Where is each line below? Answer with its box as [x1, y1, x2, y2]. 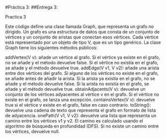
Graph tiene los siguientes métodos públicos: [5, 45, 98, 50]
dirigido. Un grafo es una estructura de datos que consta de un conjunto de [5, 29, 160, 34]
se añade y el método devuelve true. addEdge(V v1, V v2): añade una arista [5, 65, 160, 71]
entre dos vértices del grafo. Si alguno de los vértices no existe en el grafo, [5, 70, 159, 76]
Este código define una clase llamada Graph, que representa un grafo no [5, 23, 154, 29]
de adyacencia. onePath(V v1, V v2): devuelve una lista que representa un [5, 113, 157, 119]
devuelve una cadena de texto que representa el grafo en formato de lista [5, 107, 156, 113]
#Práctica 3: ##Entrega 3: [5, 4, 58, 10]
